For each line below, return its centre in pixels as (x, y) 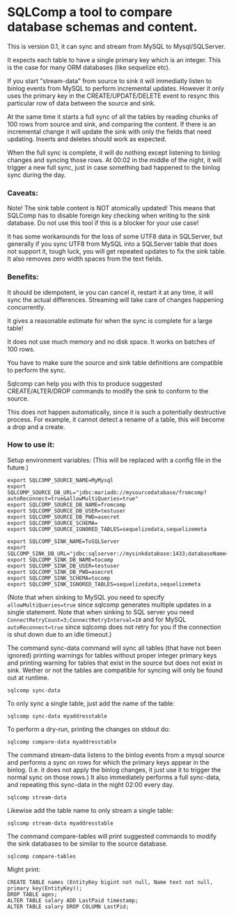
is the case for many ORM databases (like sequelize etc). (89, 67)
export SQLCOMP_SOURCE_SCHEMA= (53, 523)
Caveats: (23, 193)
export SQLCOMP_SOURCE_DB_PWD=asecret (63, 517)
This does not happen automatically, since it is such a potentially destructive (117, 412)
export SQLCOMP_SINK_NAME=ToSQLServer (63, 541)
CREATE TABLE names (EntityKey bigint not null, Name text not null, (110, 882)
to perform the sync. (37, 370)
